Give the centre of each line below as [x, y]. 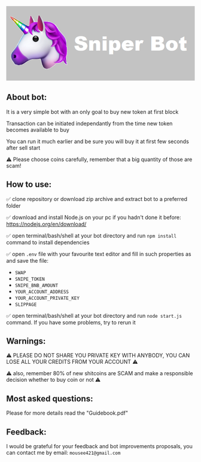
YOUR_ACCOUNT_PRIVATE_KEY [47, 298]
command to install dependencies [48, 242]
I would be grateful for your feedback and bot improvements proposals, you [99, 446]
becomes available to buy [38, 130]
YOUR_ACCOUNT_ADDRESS [42, 292]
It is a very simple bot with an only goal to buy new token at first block [92, 112]
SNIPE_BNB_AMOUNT [36, 285]
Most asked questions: [50, 398]
